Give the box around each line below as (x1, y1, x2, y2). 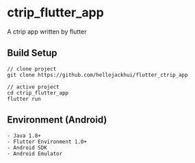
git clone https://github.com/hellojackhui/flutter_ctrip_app (7, 71, 188, 78)
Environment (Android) (7, 114, 107, 126)
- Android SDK (7, 144, 48, 151)
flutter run (7, 95, 41, 102)
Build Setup (7, 47, 57, 59)
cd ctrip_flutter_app (7, 89, 69, 97)
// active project (7, 84, 60, 90)
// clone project (7, 65, 57, 73)
